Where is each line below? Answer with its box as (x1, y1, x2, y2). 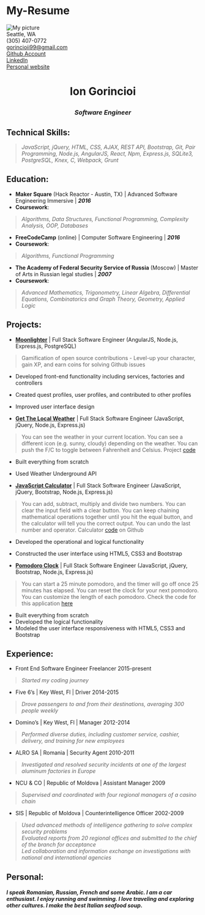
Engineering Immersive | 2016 (15, 197, 91, 204)
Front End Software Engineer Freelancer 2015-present (15, 665, 152, 672)
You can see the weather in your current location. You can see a (21, 433, 184, 440)
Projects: (6, 320, 42, 330)
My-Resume (6, 4, 70, 18)
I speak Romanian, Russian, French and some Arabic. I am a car (6, 889, 173, 896)
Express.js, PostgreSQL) (15, 342, 76, 350)
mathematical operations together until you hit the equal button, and (21, 513, 193, 521)
